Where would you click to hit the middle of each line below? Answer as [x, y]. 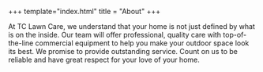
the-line [21, 43]
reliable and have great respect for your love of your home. [104, 59]
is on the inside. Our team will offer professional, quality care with [115, 35]
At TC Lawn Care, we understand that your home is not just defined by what [131, 26]
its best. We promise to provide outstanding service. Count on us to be [123, 51]
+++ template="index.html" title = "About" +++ [84, 11]
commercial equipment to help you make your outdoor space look [142, 43]
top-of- [235, 35]
